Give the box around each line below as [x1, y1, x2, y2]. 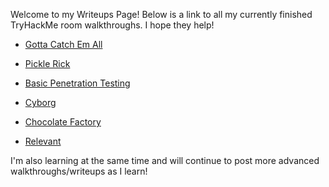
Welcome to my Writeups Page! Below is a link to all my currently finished [10, 9, 313, 20]
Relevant [24, 135, 62, 147]
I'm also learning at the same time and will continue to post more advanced [10, 155, 320, 166]
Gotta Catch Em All [24, 39, 103, 50]
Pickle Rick [24, 58, 71, 69]
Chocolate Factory [24, 116, 102, 128]
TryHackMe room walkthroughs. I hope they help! [10, 19, 215, 31]
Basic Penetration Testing [24, 77, 131, 89]
